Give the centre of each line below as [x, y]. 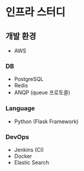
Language [20, 108]
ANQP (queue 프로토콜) [42, 92]
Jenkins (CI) [29, 150]
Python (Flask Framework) [46, 121]
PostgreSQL [29, 79]
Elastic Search [32, 162]
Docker [23, 156]
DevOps [17, 136]
